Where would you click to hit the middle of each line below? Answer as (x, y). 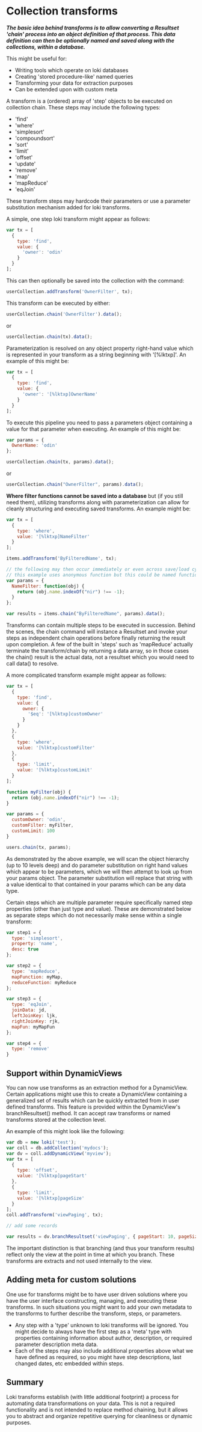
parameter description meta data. (56, 1344)
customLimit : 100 (33, 831)
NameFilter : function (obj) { (48, 586)
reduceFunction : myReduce (44, 982)
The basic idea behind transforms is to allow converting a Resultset (93, 28)
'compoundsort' (35, 138)
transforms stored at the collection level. (56, 1120)
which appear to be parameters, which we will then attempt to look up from (99, 871)
